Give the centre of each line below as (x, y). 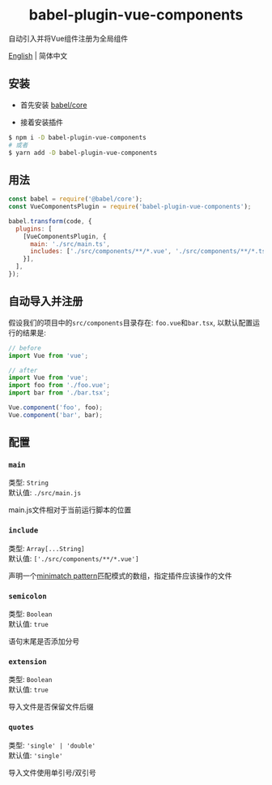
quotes (21, 727)
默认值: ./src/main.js (45, 493)
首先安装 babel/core (53, 105)
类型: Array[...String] (47, 548)
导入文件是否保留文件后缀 (51, 707)
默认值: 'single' (36, 755)
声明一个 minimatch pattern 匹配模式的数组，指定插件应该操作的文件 (120, 576)
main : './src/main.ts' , (70, 244)
